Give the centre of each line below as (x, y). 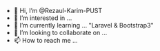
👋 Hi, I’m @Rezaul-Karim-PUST (58, 11)
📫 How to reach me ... (46, 40)
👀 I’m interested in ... (43, 18)
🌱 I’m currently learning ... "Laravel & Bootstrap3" (83, 25)
